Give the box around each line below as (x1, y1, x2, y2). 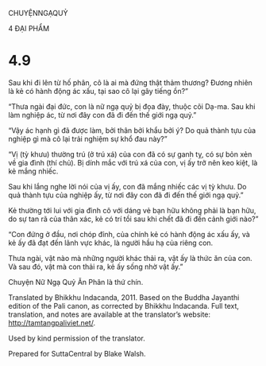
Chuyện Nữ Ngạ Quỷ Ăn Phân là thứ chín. (8, 277, 144, 286)
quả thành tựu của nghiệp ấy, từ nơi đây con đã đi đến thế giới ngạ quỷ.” (8, 190, 244, 200)
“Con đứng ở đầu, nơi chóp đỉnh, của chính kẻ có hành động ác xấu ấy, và (8, 229, 250, 239)
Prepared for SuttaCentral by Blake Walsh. (8, 348, 146, 358)
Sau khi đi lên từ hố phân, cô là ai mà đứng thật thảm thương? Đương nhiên (8, 77, 253, 88)
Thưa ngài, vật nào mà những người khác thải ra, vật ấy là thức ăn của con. (8, 253, 253, 263)
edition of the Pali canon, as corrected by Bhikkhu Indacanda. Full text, (8, 301, 240, 310)
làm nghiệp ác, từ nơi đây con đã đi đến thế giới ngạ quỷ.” (8, 110, 197, 119)
